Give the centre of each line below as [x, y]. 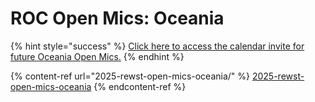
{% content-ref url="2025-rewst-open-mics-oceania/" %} [130, 76]
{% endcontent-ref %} [140, 86]
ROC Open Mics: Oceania [117, 18]
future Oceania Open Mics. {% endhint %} [97, 56]
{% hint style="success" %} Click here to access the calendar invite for [157, 46]
